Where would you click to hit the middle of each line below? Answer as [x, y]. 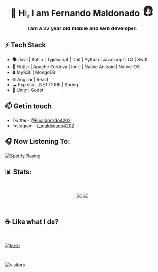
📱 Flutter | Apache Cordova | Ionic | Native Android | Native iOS [76, 67]
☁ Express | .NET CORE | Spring [45, 84]
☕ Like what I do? [32, 222]
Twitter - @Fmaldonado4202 [41, 120]
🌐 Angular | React [30, 79]
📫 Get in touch [28, 106]
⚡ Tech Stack [26, 45]
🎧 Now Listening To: [38, 141]
